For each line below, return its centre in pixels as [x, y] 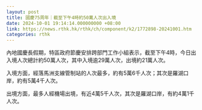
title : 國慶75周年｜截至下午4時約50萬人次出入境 [61, 18]
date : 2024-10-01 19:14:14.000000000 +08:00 [64, 23]
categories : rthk [28, 35]
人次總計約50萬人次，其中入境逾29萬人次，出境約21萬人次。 [93, 60]
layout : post [23, 12]
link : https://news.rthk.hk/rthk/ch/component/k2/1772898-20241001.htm [99, 29]
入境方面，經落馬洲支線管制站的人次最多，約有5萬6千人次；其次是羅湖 [95, 73]
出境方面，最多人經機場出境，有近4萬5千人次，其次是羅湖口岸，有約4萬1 [98, 94]
